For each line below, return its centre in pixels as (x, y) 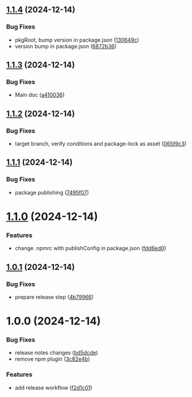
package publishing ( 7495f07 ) (52, 192)
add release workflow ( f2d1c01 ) (53, 387)
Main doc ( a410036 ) (40, 95)
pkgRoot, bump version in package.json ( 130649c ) (77, 40)
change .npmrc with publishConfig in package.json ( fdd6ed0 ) (90, 248)
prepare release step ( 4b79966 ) (54, 297)
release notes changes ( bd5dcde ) (56, 353)
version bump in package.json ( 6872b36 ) (66, 46)
